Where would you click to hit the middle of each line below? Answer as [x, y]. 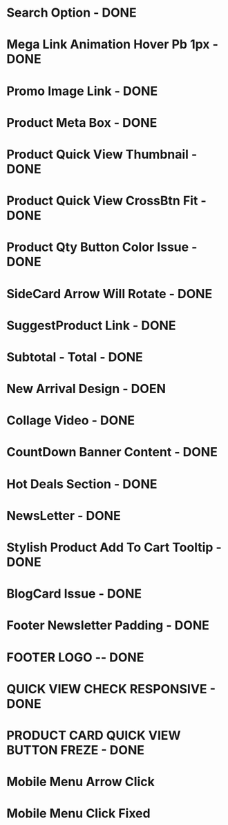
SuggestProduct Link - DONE [91, 325]
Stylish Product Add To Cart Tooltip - [114, 547]
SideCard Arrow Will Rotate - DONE [110, 294]
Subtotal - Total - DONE [75, 357]
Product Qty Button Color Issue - [102, 247]
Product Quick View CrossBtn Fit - [106, 201]
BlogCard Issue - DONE [74, 594]
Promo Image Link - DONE [82, 91]
